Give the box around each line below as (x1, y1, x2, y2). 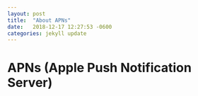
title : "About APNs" (7, 17, 71, 24)
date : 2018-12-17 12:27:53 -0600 (7, 23, 112, 30)
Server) (7, 75, 53, 91)
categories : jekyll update (7, 29, 87, 37)
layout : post (7, 10, 46, 18)
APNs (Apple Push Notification (7, 60, 192, 76)
